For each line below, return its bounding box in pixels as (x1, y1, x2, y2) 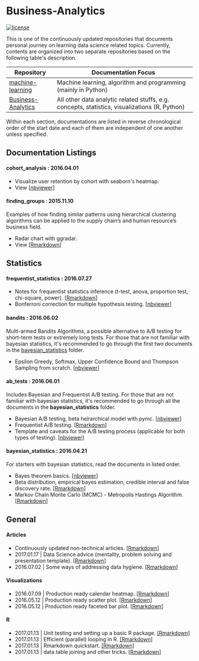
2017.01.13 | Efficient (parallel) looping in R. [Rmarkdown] (14, 635, 153, 643)
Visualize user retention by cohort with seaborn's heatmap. (14, 177, 159, 185)
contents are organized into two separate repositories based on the (6, 47, 171, 55)
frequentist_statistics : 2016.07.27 (6, 275, 92, 282)
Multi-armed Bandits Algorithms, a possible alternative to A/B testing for (6, 328, 182, 335)
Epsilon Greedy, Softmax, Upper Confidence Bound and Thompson (14, 358, 179, 365)
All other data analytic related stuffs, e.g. (57, 95, 169, 103)
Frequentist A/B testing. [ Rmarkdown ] (14, 421, 107, 428)
